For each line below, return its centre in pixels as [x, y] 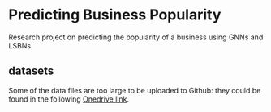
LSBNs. [21, 45]
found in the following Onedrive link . [69, 99]
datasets [31, 71]
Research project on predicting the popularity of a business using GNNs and [136, 37]
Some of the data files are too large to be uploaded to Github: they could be [135, 90]
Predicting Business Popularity [115, 15]
